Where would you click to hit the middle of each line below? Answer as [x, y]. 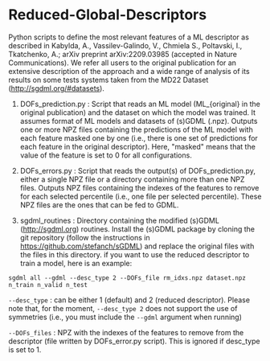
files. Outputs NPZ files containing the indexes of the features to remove [139, 187]
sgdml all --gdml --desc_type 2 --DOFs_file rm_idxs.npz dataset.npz [127, 278]
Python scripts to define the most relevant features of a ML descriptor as [129, 37]
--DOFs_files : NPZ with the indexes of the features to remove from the [126, 332]
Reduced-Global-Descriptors [108, 15]
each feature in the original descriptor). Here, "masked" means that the [137, 146]
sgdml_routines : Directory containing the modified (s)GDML [119, 220]
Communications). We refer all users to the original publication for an [123, 63]
